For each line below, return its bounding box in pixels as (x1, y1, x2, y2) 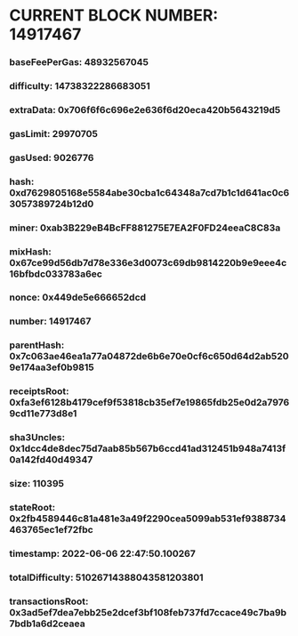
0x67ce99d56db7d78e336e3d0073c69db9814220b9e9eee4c (9, 256, 287, 269)
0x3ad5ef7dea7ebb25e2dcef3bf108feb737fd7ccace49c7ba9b (9, 606, 287, 618)
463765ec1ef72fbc (9, 524, 93, 536)
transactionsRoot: (9, 595, 89, 608)
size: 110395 (9, 478, 65, 490)
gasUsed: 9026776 (9, 151, 94, 164)
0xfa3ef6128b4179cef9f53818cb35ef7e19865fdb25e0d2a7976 (9, 397, 290, 409)
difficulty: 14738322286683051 (9, 80, 151, 93)
